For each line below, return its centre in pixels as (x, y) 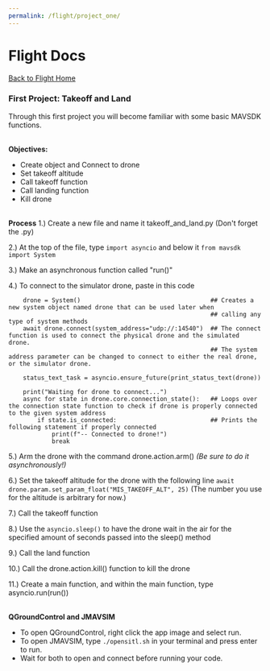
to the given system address (57, 413)
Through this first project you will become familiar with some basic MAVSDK (135, 116)
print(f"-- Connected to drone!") (109, 434)
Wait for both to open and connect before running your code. (121, 658)
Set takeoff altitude (52, 173)
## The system (234, 350)
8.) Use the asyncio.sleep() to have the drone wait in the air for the (120, 528)
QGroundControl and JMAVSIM (62, 616)
